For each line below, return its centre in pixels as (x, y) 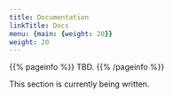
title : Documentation (49, 17)
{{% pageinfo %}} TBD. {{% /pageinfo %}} (87, 67)
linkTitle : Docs (39, 26)
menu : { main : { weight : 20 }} (61, 34)
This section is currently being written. (79, 84)
